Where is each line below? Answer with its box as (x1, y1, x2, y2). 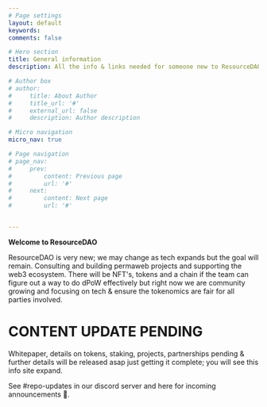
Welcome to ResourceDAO (8, 237, 98, 247)
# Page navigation (8, 150, 69, 158)
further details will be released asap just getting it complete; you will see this (8, 357, 259, 367)
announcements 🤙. (8, 390, 70, 399)
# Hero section (8, 48, 59, 56)
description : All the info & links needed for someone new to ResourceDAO (8, 63, 261, 71)
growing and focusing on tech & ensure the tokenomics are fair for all (8, 286, 235, 296)
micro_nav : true (8, 136, 62, 144)
